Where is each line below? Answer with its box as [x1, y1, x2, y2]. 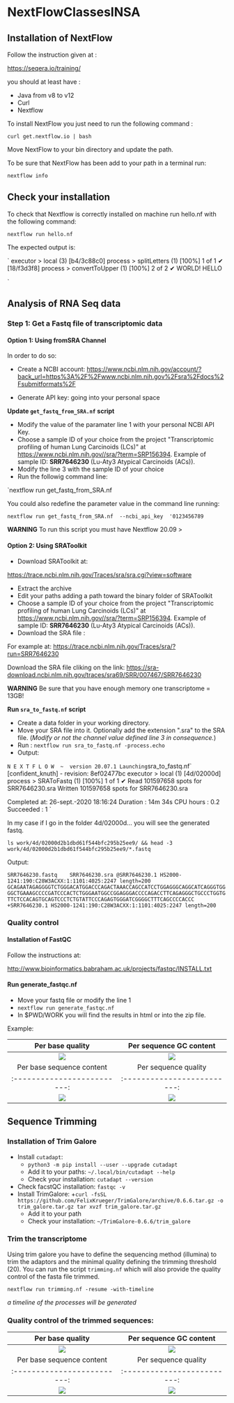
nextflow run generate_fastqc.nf [17, 1004, 115, 1012]
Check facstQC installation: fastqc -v [17, 1182, 125, 1191]
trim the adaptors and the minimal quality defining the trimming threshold [7, 1257, 217, 1265]
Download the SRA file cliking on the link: [7, 663, 125, 671]
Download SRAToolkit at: [17, 557, 88, 565]
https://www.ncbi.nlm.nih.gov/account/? [86, 365, 202, 374]
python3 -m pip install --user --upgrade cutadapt [27, 1161, 178, 1168]
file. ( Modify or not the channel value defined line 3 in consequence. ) [17, 733, 217, 741]
